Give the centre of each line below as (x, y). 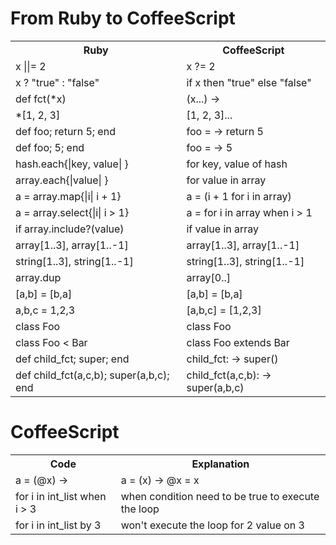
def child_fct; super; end (72, 359)
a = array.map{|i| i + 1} (68, 196)
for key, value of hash (237, 164)
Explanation (220, 464)
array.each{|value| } (62, 180)
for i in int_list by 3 (58, 525)
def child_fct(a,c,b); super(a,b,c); (92, 375)
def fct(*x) (41, 99)
